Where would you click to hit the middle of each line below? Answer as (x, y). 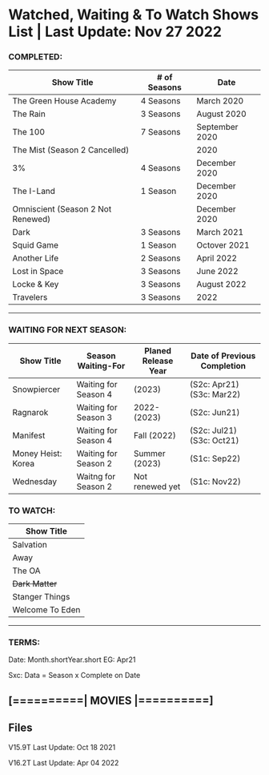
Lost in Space (38, 272)
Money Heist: (37, 453)
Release (158, 361)
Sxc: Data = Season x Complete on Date (74, 676)
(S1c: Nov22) (215, 481)
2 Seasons (161, 258)
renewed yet (157, 486)
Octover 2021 (223, 245)
